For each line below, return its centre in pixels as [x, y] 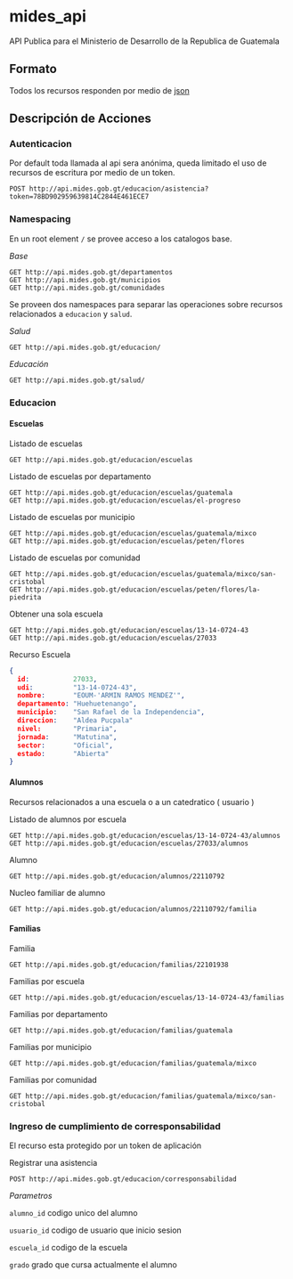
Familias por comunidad [53, 1079]
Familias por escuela [47, 981]
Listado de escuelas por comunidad [75, 558]
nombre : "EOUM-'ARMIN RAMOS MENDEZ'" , [101, 696]
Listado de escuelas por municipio [72, 517]
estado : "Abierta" [63, 754]
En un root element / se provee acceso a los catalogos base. [121, 239]
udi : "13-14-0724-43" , [77, 688]
